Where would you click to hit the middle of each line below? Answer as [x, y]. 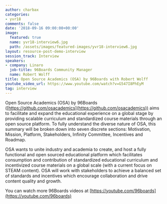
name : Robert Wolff [30, 75]
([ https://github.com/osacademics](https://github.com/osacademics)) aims [82, 108]
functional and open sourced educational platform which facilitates [74, 154]
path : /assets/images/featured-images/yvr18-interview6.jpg [73, 47]
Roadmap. [16, 139]
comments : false [22, 24]
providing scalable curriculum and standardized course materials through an [83, 118]
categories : [17, 14]
